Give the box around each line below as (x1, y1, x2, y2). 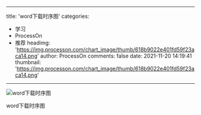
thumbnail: (14, 59, 41, 66)
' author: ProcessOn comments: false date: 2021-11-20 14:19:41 (36, 52, 193, 59)
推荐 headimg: (14, 40, 51, 46)
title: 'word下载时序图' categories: (6, 13, 90, 20)
